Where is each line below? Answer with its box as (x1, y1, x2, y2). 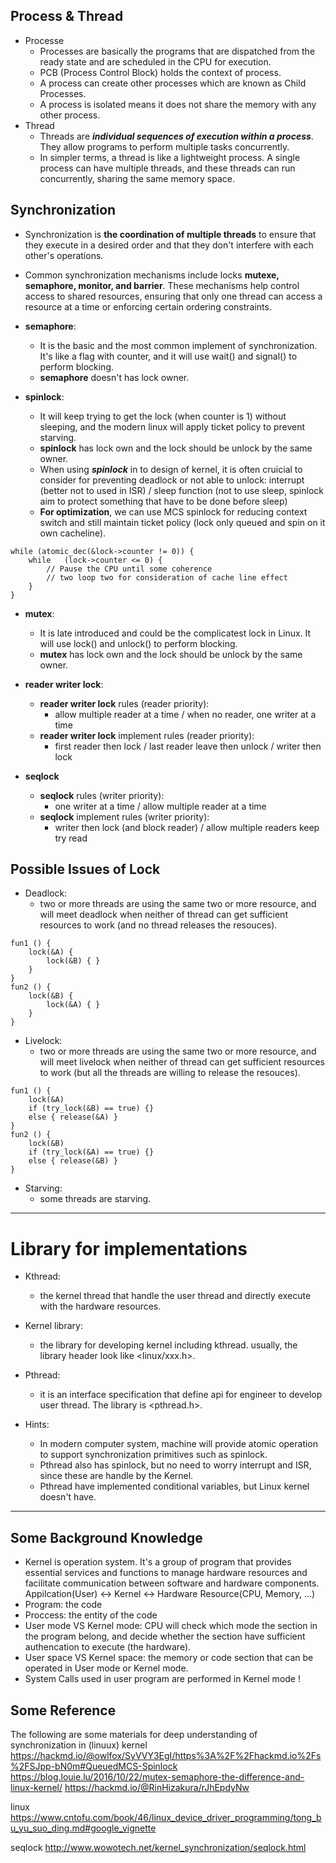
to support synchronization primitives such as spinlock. (39, 1449, 268, 1461)
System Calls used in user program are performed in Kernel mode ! (24, 1673, 301, 1685)
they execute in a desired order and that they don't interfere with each (24, 239, 314, 251)
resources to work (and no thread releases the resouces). (39, 919, 278, 931)
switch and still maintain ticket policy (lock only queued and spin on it (39, 516, 326, 528)
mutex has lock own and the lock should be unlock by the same (39, 648, 303, 660)
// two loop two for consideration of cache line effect (46, 572, 288, 583)
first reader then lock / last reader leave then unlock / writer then (54, 740, 322, 752)
